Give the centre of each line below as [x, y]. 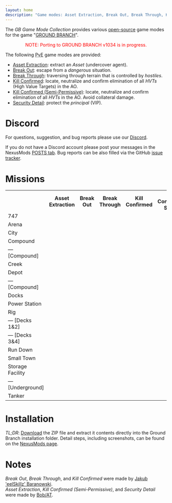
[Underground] [26, 388]
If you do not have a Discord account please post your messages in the [80, 147]
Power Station [25, 304]
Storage [17, 366]
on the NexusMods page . [32, 444]
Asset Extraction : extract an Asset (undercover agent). [70, 64]
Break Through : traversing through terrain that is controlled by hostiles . [88, 75]
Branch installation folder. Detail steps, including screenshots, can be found [85, 439]
